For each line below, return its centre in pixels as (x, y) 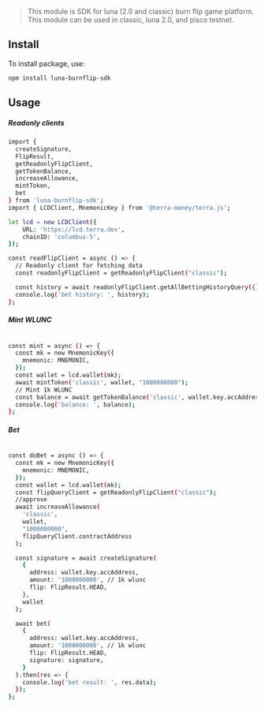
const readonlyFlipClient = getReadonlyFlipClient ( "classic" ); (121, 273)
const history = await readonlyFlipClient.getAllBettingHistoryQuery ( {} (137, 287)
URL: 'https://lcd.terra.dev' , (74, 229)
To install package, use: (47, 63)
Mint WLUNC (30, 320)
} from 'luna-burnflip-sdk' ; (56, 200)
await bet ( (33, 624)
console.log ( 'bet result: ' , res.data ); (90, 682)
